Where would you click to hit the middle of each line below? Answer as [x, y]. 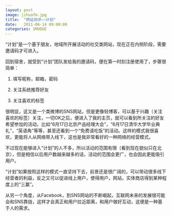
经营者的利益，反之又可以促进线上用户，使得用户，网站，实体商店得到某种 [84, 178]
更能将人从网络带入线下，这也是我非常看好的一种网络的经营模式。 [84, 137]
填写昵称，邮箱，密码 [35, 79]
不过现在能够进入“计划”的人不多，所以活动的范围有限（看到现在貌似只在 [81, 148]
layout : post [19, 10]
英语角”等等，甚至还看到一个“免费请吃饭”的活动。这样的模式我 [84, 131]
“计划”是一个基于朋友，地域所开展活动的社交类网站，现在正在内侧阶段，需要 [86, 45]
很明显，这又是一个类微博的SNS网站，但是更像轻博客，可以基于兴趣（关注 [84, 112]
